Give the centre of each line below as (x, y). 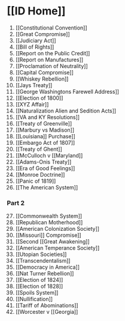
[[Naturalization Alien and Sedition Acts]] (66, 111)
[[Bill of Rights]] (35, 47)
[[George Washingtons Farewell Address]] (67, 91)
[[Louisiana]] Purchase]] (45, 136)
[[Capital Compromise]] (45, 72)
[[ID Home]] (36, 11)
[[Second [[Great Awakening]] (52, 242)
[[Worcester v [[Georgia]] (47, 312)
